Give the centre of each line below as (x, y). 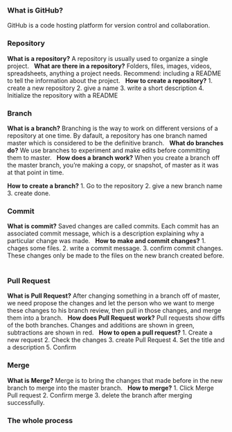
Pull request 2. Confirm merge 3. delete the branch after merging (100, 395)
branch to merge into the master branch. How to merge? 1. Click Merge (111, 388)
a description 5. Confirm (42, 348)
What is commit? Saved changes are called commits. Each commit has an (113, 226)
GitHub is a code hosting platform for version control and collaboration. (109, 26)
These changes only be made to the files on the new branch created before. (116, 255)
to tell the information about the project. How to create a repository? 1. (110, 80)
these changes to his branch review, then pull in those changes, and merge (114, 311)
